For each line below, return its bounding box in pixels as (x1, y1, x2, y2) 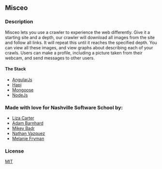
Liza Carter (12, 115, 35, 121)
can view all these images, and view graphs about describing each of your (5, 44, 153, 50)
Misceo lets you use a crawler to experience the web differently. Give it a (5, 29, 150, 35)
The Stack (5, 66, 26, 72)
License (5, 148, 24, 155)
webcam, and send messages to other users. (5, 55, 95, 61)
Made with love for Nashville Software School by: (5, 104, 123, 111)
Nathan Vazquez (12, 130, 45, 137)
